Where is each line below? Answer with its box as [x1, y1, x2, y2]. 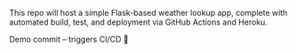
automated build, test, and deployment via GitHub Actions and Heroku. [9, 17, 268, 27]
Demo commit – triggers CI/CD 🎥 [9, 34, 129, 44]
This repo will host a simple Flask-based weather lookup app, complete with [9, 8, 288, 18]
